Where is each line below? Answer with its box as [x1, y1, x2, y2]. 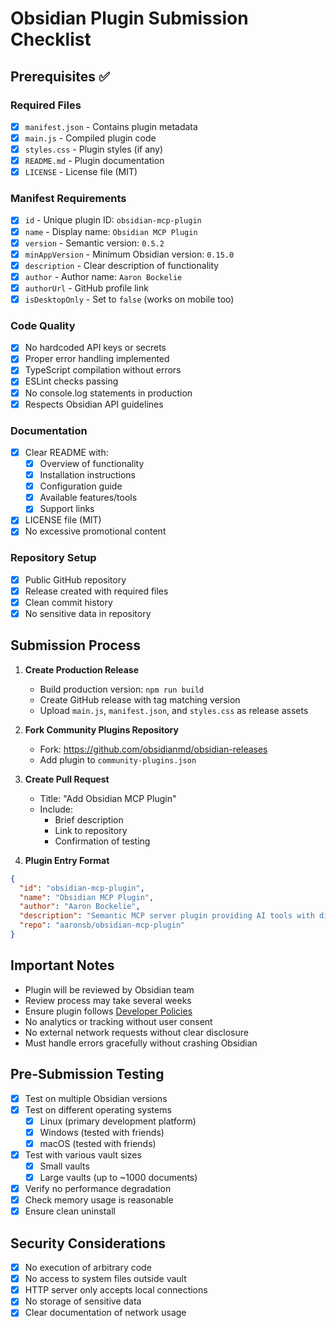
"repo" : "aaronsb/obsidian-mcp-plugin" [19, 920, 186, 931]
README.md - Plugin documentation [24, 155, 165, 167]
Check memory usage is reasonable [24, 1194, 174, 1206]
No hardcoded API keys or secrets [24, 342, 167, 354]
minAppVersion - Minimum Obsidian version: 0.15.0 [24, 248, 235, 260]
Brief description [54, 813, 124, 826]
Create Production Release [24, 663, 140, 676]
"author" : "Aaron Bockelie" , [19, 902, 141, 912]
